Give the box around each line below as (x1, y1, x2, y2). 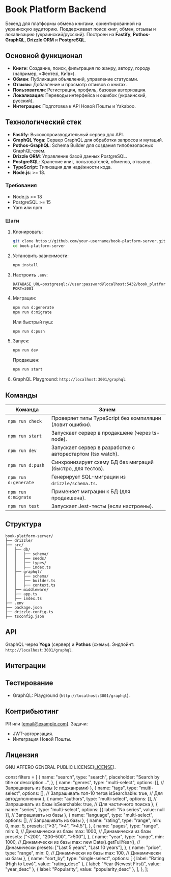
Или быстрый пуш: (12, 319, 53, 325)
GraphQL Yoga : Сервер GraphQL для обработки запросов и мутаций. (12, 137, 163, 143)
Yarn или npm (12, 204, 42, 210)
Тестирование (5, 679, 53, 687)
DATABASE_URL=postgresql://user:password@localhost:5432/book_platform (12, 282, 168, 287)
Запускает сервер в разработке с (51, 444, 135, 451)
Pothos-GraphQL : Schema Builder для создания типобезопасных (12, 142, 154, 148)
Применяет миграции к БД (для (51, 488, 131, 495)
